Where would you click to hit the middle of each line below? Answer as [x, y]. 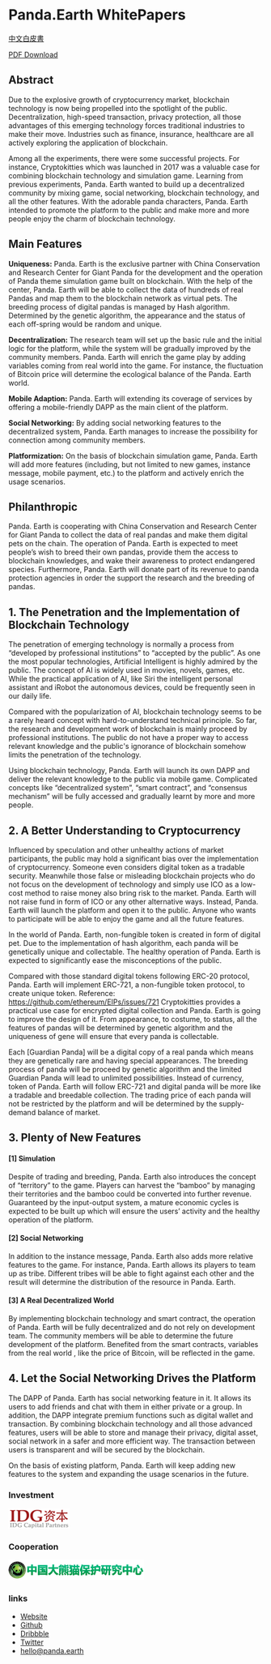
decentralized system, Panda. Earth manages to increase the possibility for [133, 431]
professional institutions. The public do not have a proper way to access [129, 738]
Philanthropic [43, 507]
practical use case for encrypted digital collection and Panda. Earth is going [135, 1010]
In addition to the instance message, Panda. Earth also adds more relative [131, 1256]
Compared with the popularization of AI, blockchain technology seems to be [135, 712]
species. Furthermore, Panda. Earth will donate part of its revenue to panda [133, 570]
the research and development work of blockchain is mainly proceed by [128, 729]
